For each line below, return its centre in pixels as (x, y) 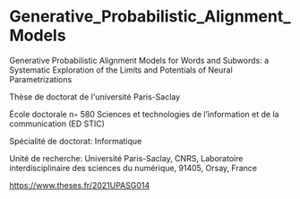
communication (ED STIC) (57, 124)
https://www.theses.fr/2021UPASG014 (80, 185)
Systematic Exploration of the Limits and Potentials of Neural (121, 70)
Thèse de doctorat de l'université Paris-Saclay (95, 97)
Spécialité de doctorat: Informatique (76, 141)
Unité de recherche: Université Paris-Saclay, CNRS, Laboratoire (126, 158)
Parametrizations (41, 79)
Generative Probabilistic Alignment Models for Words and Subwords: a (139, 60)
